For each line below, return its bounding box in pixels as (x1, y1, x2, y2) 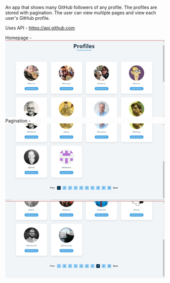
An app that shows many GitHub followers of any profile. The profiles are (5, 5, 157, 10)
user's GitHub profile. (5, 15, 50, 21)
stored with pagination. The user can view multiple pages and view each (5, 10, 156, 16)
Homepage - (5, 35, 32, 41)
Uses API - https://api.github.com (5, 25, 75, 31)
